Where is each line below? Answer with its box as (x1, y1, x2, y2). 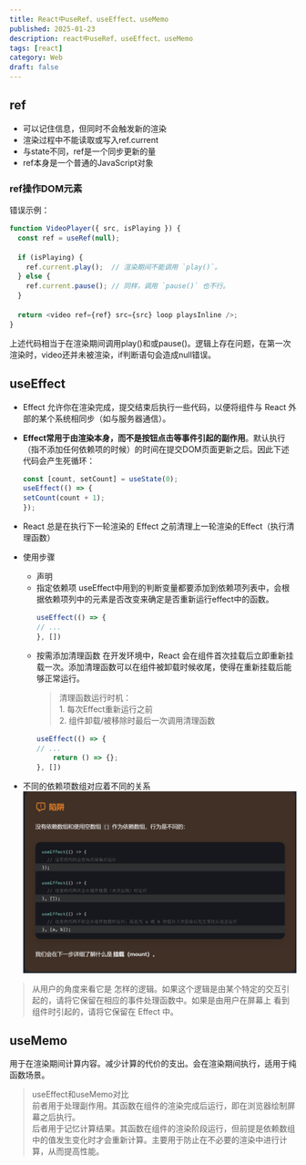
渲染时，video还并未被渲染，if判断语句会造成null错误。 (9, 349, 217, 360)
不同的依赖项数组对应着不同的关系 (22, 780, 151, 792)
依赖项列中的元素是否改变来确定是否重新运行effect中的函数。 (44, 593, 274, 605)
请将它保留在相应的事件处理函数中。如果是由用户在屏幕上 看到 (56, 995, 290, 1005)
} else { (17, 272, 51, 282)
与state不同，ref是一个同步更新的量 (22, 146, 157, 157)
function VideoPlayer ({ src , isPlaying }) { (9, 224, 181, 233)
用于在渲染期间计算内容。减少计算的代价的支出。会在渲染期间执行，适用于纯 (9, 1058, 297, 1069)
